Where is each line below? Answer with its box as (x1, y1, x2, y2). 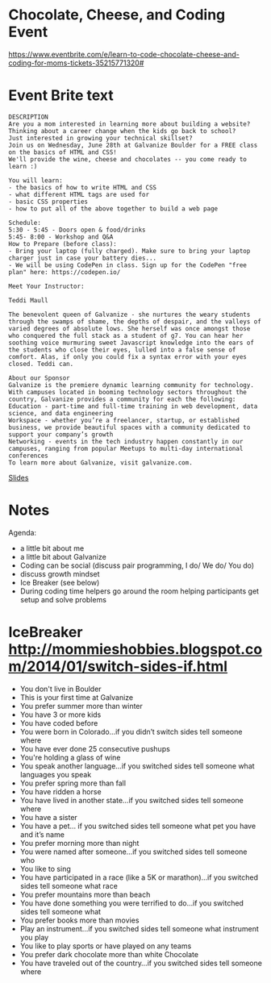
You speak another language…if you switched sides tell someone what (19, 760, 256, 771)
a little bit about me (19, 543, 85, 553)
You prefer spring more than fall (19, 778, 127, 788)
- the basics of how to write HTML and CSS (8, 183, 157, 191)
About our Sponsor (8, 373, 70, 382)
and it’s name (19, 829, 65, 839)
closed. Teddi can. (8, 360, 74, 368)
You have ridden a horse (19, 786, 102, 796)
